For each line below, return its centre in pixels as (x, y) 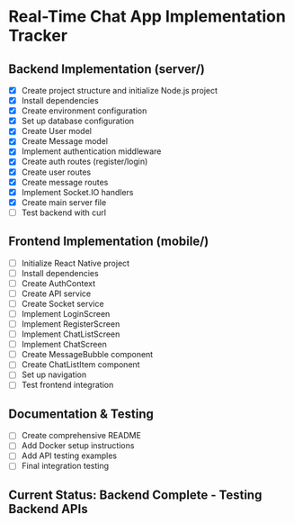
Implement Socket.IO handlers (77, 192)
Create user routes (56, 172)
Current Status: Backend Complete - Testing (135, 495)
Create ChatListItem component (80, 365)
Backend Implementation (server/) (107, 69)
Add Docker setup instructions (78, 446)
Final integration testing (65, 466)
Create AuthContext (58, 283)
